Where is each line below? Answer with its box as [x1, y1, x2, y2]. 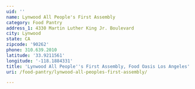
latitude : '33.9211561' [6, 52, 65, 58]
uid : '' [6, 8, 26, 15]
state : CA [6, 36, 31, 42]
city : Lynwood [6, 31, 42, 37]
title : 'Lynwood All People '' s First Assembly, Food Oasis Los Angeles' [6, 63, 190, 70]
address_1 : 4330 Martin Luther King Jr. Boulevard [6, 25, 134, 31]
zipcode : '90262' [6, 42, 49, 48]
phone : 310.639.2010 [6, 47, 58, 53]
